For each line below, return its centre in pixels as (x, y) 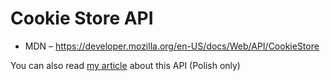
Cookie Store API (82, 18)
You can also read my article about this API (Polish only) (125, 65)
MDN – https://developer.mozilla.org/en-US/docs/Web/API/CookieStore (172, 46)
